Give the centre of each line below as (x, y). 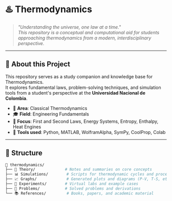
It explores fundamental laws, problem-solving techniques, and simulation (83, 87)
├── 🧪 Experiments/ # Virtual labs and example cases (72, 184)
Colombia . (16, 98)
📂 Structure (24, 153)
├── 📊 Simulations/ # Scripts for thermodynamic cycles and (79, 174)
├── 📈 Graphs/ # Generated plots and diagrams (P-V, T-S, (83, 179)
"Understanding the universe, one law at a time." (69, 27)
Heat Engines (27, 127)
